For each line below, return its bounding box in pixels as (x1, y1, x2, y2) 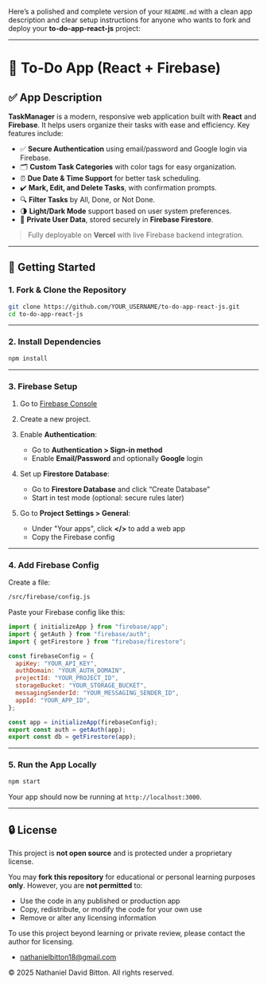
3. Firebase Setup (8, 381, 78, 392)
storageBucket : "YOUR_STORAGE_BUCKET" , (15, 682, 148, 690)
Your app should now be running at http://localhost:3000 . (8, 792, 203, 801)
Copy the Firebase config (31, 532, 115, 541)
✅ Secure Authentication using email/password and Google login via (19, 144, 248, 154)
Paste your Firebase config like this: (8, 608, 126, 617)
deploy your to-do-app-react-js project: (8, 24, 141, 33)
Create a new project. (19, 414, 91, 424)
